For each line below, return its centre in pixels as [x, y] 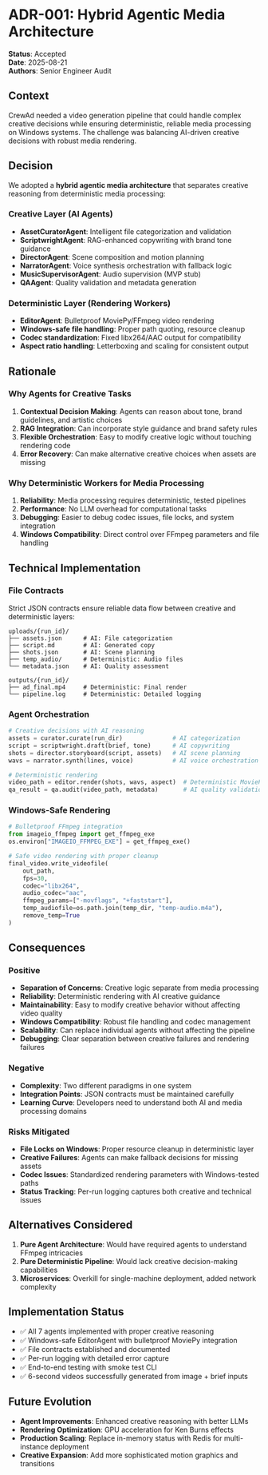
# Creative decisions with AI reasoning [77, 731]
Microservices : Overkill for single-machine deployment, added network [138, 1278]
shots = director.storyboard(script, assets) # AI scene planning [124, 753]
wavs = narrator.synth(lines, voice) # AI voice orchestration [134, 761]
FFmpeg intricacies [51, 1253]
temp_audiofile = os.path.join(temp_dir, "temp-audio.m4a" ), [123, 908]
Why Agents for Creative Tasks [70, 394]
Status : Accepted [37, 54]
